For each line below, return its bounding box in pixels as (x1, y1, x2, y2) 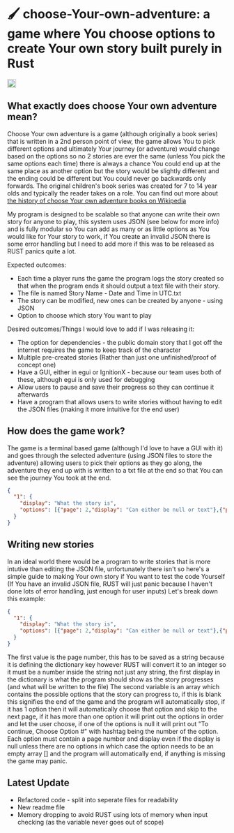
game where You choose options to (7, 26, 216, 42)
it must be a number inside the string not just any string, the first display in (7, 668, 221, 676)
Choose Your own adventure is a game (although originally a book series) (7, 129, 218, 138)
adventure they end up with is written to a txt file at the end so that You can (7, 466, 224, 474)
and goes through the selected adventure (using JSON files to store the (7, 451, 212, 459)
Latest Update (7, 777, 70, 789)
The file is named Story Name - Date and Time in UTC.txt (17, 288, 182, 297)
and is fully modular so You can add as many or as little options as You (7, 225, 210, 233)
